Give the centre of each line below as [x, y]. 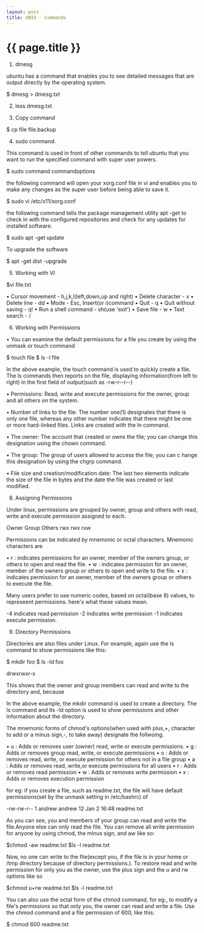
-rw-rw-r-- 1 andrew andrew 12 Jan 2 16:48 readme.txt [75, 809]
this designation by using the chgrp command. [64, 461]
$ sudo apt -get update [36, 238]
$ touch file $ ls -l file [33, 358]
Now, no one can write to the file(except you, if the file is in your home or [97, 857]
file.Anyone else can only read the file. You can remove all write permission [100, 827]
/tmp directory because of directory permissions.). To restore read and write [102, 863]
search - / [19, 316]
